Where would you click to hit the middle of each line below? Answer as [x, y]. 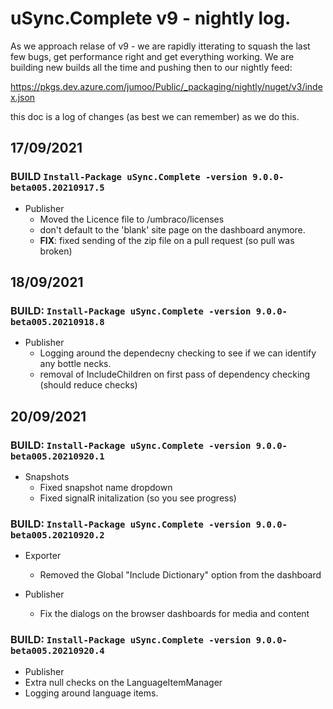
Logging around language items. [91, 693]
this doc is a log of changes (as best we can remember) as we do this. [155, 116]
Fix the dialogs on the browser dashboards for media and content [174, 614]
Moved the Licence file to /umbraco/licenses [132, 219]
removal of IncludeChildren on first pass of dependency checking [175, 374]
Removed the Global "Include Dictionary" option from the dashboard [180, 575]
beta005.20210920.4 [57, 651]
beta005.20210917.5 [57, 188]
